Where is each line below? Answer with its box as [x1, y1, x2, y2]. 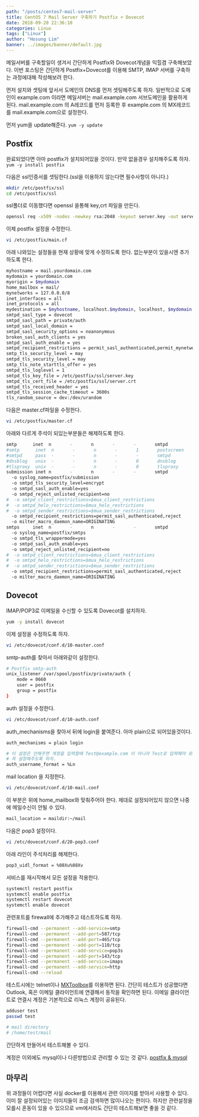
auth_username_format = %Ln [6, 761, 76, 768]
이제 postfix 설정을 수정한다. [6, 225, 72, 232]
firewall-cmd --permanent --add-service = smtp [6, 926, 120, 932]
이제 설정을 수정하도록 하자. [6, 630, 70, 637]
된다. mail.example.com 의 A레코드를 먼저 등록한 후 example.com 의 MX [6, 101, 176, 108]
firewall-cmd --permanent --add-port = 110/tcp [6, 942, 120, 948]
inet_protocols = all [6, 301, 60, 307]
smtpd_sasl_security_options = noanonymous [6, 328, 115, 334]
